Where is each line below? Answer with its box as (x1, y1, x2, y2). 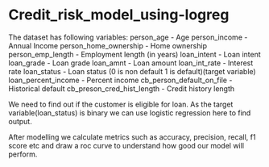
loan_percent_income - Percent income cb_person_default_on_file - (8, 75, 233, 85)
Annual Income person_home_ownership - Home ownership (8, 40, 208, 50)
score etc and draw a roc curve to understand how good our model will (8, 140, 244, 150)
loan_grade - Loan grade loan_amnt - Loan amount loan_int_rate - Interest (8, 58, 254, 68)
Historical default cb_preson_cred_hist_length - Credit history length (8, 83, 235, 94)
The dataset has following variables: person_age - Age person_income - (8, 32, 248, 42)
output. (8, 116, 32, 126)
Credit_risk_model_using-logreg (8, 6, 230, 24)
